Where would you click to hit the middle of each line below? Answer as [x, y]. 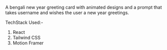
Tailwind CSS [26, 38]
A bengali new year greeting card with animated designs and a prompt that [83, 7]
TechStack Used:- [24, 22]
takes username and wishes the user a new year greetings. [67, 13]
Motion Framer [28, 43]
